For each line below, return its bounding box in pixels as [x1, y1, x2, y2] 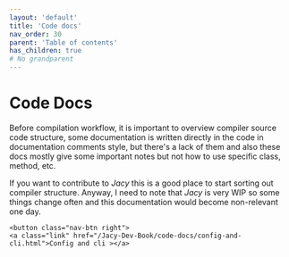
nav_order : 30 [9, 29, 63, 38]
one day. [9, 206, 42, 217]
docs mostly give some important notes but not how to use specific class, [9, 151, 282, 162]
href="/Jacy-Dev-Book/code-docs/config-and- [72, 231, 242, 240]
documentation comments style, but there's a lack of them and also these [9, 141, 281, 152]
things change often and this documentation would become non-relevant [9, 196, 279, 207]
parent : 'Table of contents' [9, 37, 118, 47]
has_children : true [9, 46, 82, 55]
